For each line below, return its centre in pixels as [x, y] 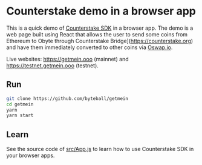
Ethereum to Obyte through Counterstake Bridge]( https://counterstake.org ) [100, 41]
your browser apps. [31, 155]
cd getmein [20, 104]
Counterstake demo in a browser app [101, 11]
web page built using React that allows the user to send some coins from [97, 34]
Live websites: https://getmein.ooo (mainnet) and [67, 59]
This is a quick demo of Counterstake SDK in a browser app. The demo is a [100, 28]
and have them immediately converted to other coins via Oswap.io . [90, 47]
